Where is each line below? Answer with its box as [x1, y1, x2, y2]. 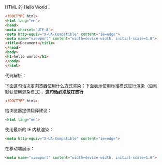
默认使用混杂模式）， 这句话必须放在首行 [5, 89, 84, 95]
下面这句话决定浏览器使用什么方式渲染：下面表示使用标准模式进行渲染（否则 [5, 82, 158, 88]
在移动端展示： [5, 146, 35, 151]
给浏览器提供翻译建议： [5, 108, 52, 113]
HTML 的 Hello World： [5, 4, 52, 10]
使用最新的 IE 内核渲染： [5, 127, 54, 133]
